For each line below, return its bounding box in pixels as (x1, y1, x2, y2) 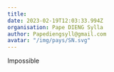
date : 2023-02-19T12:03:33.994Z (7, 17, 103, 24)
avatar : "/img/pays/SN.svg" (7, 37, 91, 44)
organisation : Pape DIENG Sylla (7, 24, 103, 31)
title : (7, 10, 27, 18)
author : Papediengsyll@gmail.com (7, 30, 107, 38)
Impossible (7, 56, 40, 65)
